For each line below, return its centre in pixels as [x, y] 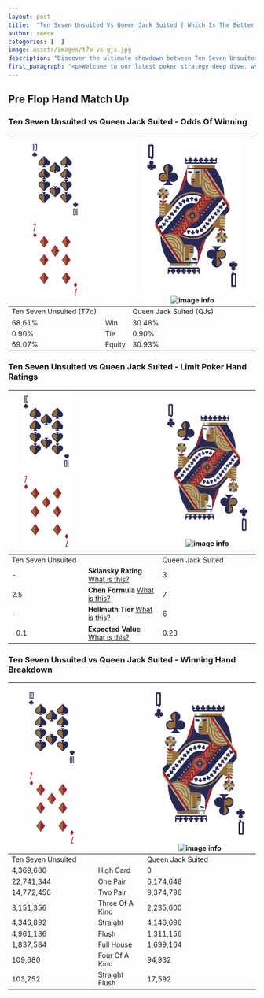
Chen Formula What [121, 590]
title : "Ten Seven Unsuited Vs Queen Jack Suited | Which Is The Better [132, 25]
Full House [115, 944]
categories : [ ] [37, 42]
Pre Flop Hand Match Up [69, 100]
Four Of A [114, 955]
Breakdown [30, 670]
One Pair [112, 881]
